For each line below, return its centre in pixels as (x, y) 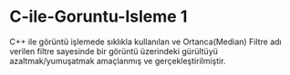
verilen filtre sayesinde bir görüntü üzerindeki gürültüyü (114, 51)
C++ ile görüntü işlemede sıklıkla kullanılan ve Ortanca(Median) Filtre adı (145, 42)
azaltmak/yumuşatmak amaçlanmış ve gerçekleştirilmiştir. (118, 61)
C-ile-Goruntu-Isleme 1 (98, 17)
